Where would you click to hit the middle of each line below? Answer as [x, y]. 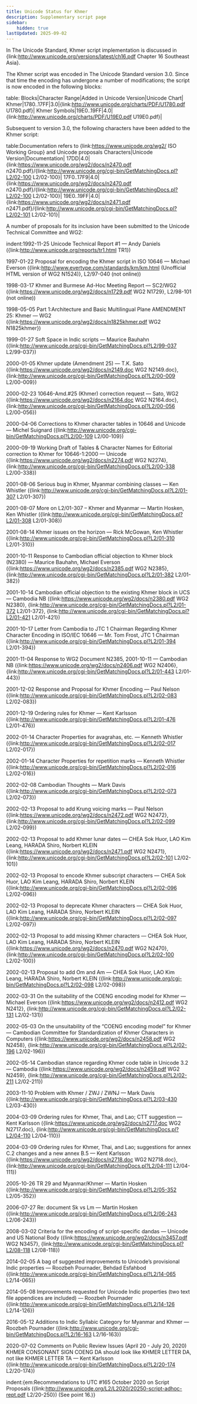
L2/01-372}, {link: [38, 611]
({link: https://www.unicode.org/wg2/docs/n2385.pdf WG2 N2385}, [87, 568]
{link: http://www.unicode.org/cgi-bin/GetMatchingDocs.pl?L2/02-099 [91, 822]
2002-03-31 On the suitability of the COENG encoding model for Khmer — [96, 996]
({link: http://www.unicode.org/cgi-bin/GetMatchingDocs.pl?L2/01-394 [91, 641]
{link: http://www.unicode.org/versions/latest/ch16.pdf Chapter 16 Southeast [98, 57]
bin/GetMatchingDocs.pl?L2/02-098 [50, 985]
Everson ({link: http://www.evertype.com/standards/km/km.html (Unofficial [96, 268]
